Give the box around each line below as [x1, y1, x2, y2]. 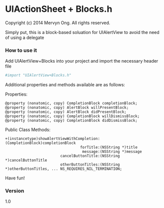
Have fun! [5, 175, 25, 181]
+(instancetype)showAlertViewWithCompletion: [5, 137, 100, 141]
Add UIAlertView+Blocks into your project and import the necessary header [5, 58, 159, 64]
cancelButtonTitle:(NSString [60, 154, 120, 159]
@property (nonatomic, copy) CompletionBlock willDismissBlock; [5, 114, 140, 119]
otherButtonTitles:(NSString [60, 162, 120, 167]
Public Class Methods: [5, 127, 51, 133]
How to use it [5, 47, 37, 54]
